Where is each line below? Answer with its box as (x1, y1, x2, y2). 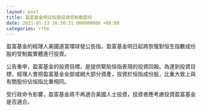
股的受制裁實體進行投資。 (6, 50, 70, 58)
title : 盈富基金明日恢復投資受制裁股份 (6, 14, 93, 20)
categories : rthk (6, 25, 50, 32)
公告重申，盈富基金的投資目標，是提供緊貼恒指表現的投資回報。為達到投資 (6, 63, 191, 70)
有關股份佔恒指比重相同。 (6, 78, 70, 85)
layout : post (6, 8, 39, 15)
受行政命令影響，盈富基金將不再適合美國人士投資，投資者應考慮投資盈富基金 (6, 91, 196, 98)
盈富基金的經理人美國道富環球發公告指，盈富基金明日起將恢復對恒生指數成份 (6, 43, 196, 50)
